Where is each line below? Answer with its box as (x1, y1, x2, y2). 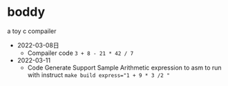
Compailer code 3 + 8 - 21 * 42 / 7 (27, 49, 134, 57)
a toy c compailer (7, 27, 57, 35)
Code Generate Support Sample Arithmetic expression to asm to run (27, 63, 222, 72)
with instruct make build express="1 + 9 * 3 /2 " (27, 70, 171, 79)
